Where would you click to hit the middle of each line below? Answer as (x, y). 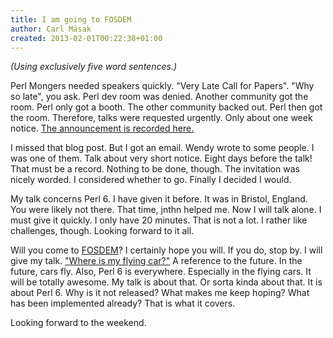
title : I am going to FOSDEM (71, 19)
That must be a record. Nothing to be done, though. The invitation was (155, 169)
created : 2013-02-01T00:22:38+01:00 (86, 38)
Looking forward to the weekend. (78, 323)
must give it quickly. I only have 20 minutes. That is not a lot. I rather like (159, 220)
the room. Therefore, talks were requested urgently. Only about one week (161, 118)
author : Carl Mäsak (51, 29)
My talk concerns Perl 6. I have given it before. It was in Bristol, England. (159, 199)
